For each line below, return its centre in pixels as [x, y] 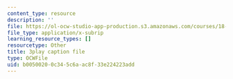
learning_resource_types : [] [49, 39]
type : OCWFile [28, 58]
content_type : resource [42, 13]
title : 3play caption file [46, 52]
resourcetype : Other [37, 45]
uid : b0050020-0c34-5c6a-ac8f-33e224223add [71, 65]
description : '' [31, 20]
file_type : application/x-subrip [55, 33]
